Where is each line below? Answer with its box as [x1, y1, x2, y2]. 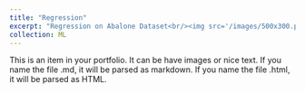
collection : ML [9, 30, 67, 39]
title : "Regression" [9, 13, 88, 23]
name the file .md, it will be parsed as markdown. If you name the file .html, [9, 64, 290, 75]
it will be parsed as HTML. [9, 74, 107, 85]
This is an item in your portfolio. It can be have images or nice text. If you [9, 55, 281, 66]
